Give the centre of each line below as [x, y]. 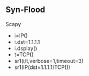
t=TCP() [24, 54]
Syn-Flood [26, 10]
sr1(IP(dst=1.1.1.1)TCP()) [42, 67]
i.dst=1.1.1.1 [27, 42]
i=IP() [21, 36]
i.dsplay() [26, 48]
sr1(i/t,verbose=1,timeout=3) [49, 61]
